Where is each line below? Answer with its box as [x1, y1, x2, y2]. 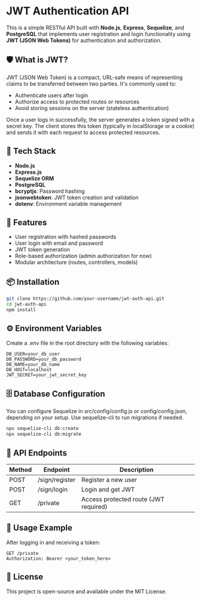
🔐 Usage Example [6, 523, 73, 533]
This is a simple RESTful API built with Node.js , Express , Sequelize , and [6, 24, 184, 31]
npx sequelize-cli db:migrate [6, 431, 82, 438]
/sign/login [38, 485, 68, 493]
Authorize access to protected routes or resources [14, 98, 139, 105]
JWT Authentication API [6, 4, 129, 18]
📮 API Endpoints [6, 448, 68, 458]
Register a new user [81, 476, 138, 484]
